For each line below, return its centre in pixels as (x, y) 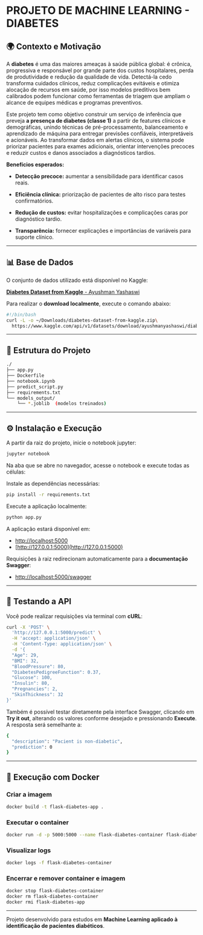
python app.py (24, 517)
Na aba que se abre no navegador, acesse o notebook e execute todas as (98, 465)
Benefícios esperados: (35, 165)
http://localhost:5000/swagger (53, 577)
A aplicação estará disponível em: (48, 529)
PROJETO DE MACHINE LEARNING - (98, 11)
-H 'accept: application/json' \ (54, 639)
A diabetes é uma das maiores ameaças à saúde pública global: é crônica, (99, 64)
